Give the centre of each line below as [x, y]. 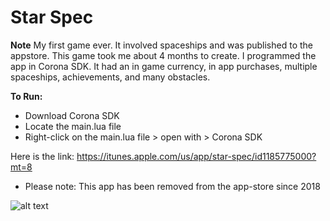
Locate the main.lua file [73, 126]
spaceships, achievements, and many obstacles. [110, 77]
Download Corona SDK [72, 115]
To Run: [26, 96]
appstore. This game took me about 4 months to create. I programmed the [163, 55]
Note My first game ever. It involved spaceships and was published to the [161, 45]
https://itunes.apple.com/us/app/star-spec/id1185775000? [196, 156]
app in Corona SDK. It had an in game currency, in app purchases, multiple [164, 66]
